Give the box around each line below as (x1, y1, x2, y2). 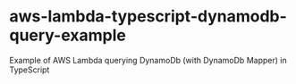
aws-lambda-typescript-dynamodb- (9, 6, 288, 27)
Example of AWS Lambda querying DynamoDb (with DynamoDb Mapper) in (9, 55, 288, 65)
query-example (9, 25, 127, 46)
